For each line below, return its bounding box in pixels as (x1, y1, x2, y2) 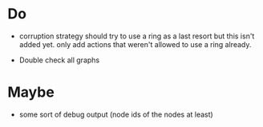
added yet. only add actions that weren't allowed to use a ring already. (18, 39, 252, 49)
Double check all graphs (18, 55, 100, 65)
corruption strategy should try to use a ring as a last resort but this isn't (18, 31, 255, 41)
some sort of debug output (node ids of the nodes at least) (18, 109, 213, 119)
